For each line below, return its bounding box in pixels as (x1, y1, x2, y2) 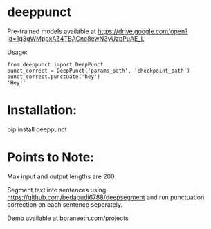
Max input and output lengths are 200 (7, 172, 116, 181)
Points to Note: (7, 149, 95, 165)
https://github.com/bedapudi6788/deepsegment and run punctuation (7, 193, 205, 201)
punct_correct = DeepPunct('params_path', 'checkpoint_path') (7, 67, 190, 74)
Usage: (7, 48, 28, 56)
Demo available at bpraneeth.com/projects (7, 214, 129, 222)
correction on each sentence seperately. (7, 200, 123, 208)
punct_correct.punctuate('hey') (7, 73, 100, 80)
